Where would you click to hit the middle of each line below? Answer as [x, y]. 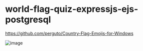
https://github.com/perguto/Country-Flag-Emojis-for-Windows [69, 33]
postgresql [28, 20]
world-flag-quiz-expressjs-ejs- [72, 9]
